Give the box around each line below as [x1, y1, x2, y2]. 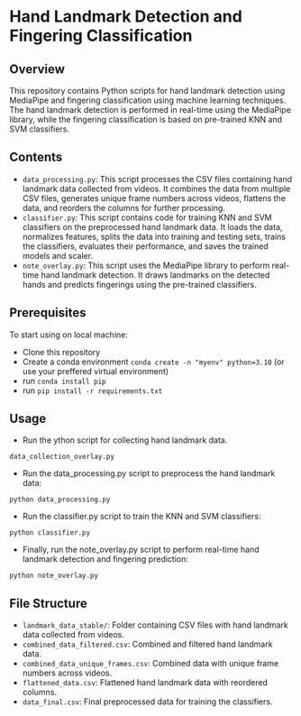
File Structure [9, 595, 87, 610]
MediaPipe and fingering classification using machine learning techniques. [9, 95, 287, 106]
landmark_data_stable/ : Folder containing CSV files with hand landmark [22, 620, 288, 630]
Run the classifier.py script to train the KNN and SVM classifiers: [22, 511, 261, 522]
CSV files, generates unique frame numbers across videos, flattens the [22, 192, 287, 204]
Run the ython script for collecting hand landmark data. [22, 435, 228, 445]
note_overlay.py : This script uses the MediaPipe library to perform [22, 260, 270, 271]
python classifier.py [9, 528, 91, 537]
